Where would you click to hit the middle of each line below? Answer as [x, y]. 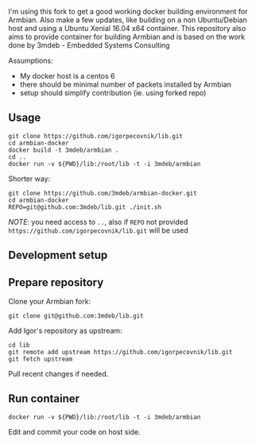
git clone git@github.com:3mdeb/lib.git [76, 316]
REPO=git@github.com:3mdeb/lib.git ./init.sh [85, 207]
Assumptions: [31, 60]
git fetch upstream [41, 359]
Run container [44, 399]
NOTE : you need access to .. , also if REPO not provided [98, 222]
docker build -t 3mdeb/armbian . [64, 150]
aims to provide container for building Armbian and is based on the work [127, 37]
